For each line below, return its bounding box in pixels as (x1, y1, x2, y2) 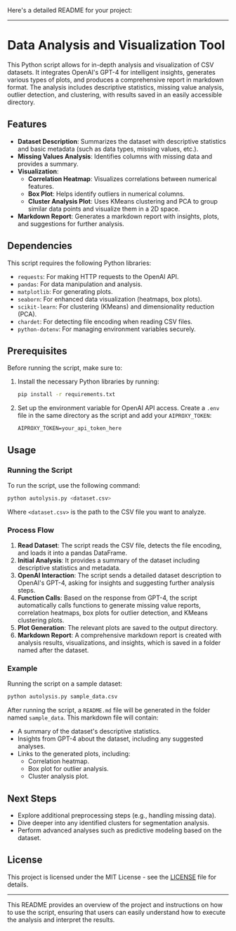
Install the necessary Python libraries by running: (17, 377, 159, 386)
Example (7, 664, 38, 674)
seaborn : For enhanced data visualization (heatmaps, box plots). (17, 295, 202, 303)
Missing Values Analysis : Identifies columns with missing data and (17, 152, 213, 161)
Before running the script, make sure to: (7, 364, 123, 372)
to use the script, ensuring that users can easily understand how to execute (7, 908, 226, 916)
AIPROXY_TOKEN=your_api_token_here (17, 425, 122, 432)
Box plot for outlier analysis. (27, 765, 109, 773)
